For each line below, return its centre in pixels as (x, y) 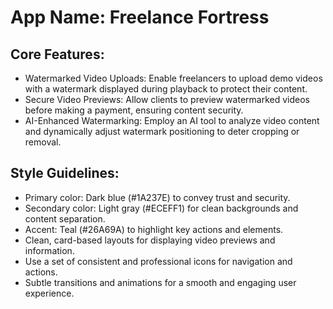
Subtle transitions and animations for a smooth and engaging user (160, 282)
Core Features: (57, 54)
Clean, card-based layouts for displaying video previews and (150, 240)
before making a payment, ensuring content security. (134, 110)
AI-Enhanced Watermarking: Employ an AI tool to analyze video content (172, 120)
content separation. (65, 218)
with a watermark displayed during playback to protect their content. (166, 89)
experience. (49, 293)
